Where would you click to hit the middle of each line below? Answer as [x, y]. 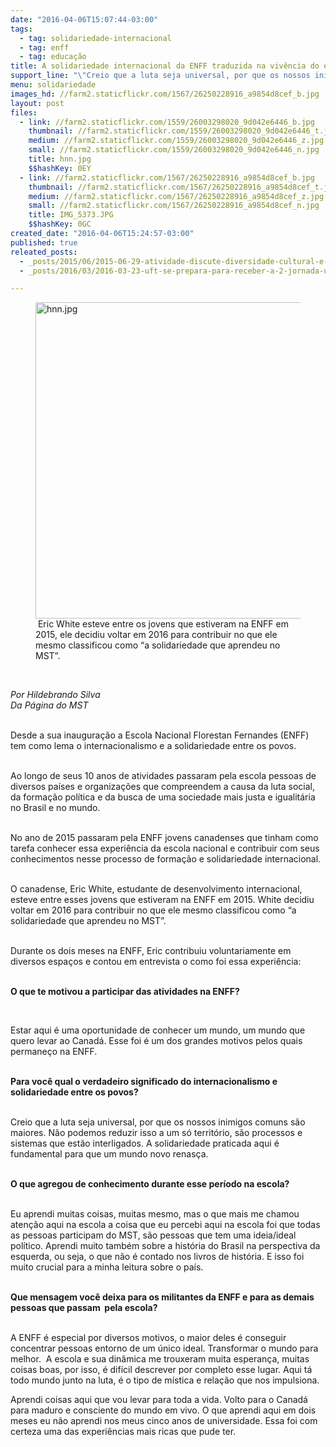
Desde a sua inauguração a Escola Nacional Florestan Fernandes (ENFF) [160, 735]
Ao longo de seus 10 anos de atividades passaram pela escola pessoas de [163, 776]
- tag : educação [53, 57]
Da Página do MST [49, 705]
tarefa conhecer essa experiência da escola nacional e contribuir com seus [165, 848]
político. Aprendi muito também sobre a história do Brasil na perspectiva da [165, 1246]
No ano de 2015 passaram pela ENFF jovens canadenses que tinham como [164, 838]
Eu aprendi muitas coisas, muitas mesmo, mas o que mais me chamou [155, 1214]
